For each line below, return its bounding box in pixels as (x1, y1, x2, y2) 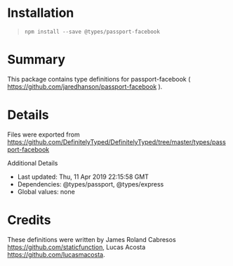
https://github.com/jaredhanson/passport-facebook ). (7, 82, 163, 91)
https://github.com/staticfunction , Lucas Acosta (7, 243, 146, 251)
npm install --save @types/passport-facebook (24, 28, 160, 35)
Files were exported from (7, 130, 80, 139)
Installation (7, 5, 74, 21)
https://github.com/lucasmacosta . (7, 250, 105, 258)
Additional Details (7, 158, 58, 167)
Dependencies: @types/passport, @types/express (17, 179, 164, 188)
